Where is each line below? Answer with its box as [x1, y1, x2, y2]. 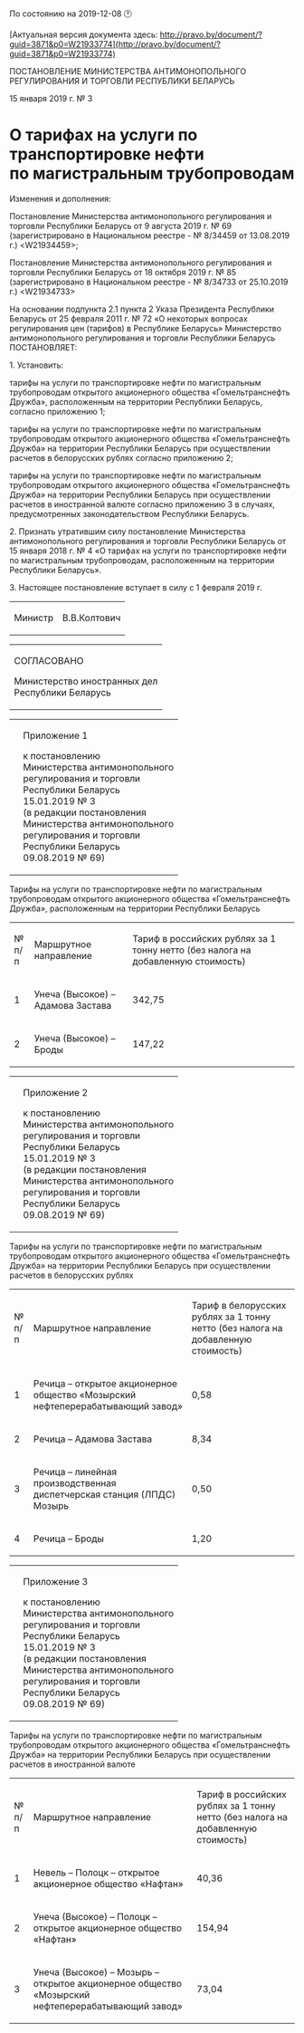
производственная [33, 1476, 117, 1489]
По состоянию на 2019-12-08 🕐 [9, 8, 133, 19]
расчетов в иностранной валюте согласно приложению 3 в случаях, [9, 498, 276, 510]
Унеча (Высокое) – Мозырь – [33, 1965, 160, 1978]
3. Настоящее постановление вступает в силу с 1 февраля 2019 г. [9, 581, 262, 592]
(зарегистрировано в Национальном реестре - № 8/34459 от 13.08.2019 [9, 230, 290, 241]
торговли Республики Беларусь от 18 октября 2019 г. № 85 [9, 266, 237, 277]
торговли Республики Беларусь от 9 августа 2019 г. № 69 [9, 220, 233, 231]
